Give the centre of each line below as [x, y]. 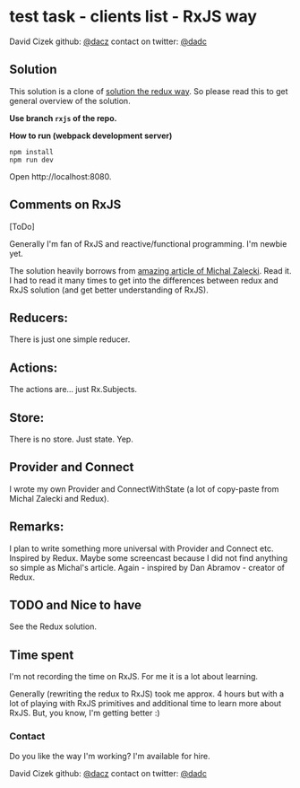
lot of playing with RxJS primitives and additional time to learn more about [146, 704]
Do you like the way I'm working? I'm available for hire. [110, 756]
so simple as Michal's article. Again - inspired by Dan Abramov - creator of [147, 567]
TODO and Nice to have [75, 605]
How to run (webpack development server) [91, 136]
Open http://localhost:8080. [60, 176]
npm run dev [31, 160]
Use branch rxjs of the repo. [63, 118]
